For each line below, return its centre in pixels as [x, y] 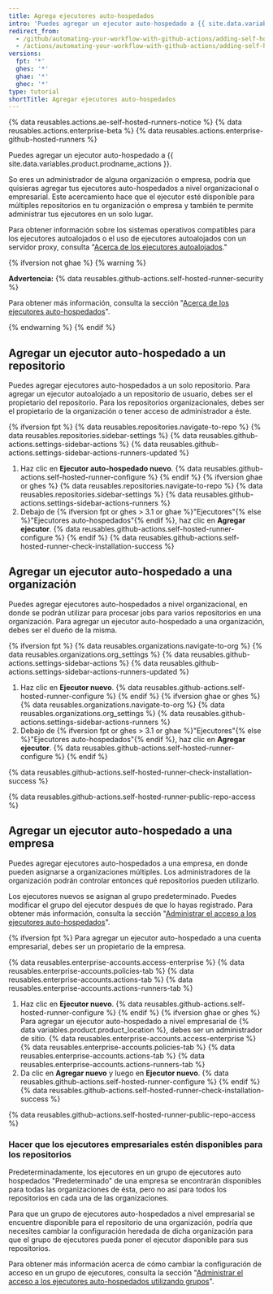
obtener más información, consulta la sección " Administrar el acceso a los [132, 913]
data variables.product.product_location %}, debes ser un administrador [141, 1030]
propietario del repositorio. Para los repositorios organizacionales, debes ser [136, 402]
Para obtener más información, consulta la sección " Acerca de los [119, 303]
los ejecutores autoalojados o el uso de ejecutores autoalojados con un [128, 239]
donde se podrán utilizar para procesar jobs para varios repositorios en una [135, 612]
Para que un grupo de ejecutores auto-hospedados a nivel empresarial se [132, 1214]
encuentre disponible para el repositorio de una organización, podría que [131, 1222]
